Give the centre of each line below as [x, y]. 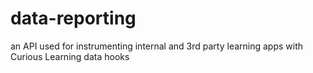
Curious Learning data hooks [70, 56]
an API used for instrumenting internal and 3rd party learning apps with [157, 46]
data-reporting [73, 18]
